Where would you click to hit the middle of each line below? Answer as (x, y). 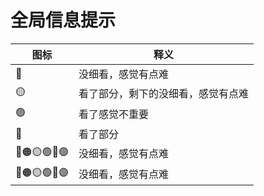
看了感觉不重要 (114, 114)
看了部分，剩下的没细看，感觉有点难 (164, 94)
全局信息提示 (63, 20)
